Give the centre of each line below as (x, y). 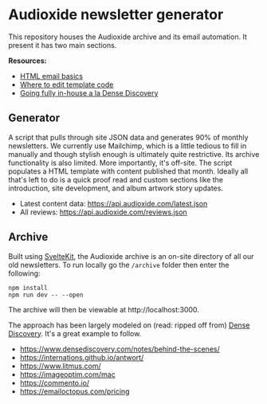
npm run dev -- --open (46, 295)
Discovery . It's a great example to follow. (75, 333)
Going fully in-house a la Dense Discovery (89, 92)
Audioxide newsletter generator (116, 15)
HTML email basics (51, 76)
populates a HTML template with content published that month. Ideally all (128, 171)
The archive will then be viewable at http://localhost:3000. (104, 309)
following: (24, 273)
